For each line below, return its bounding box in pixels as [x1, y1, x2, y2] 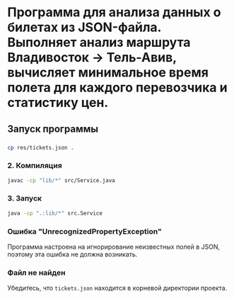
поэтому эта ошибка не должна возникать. [7, 250, 138, 259]
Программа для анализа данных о [7, 4, 221, 21]
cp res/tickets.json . [7, 144, 74, 151]
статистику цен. [7, 95, 109, 111]
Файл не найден [7, 267, 66, 277]
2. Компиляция [7, 161, 62, 171]
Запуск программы [7, 123, 99, 135]
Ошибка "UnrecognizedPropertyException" [7, 226, 162, 236]
